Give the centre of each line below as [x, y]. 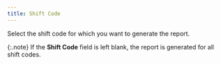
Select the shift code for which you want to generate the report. [99, 33]
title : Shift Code [34, 14]
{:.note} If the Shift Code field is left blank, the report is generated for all [111, 47]
